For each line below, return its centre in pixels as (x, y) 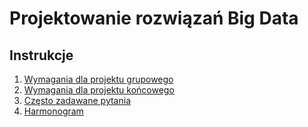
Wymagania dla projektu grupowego (98, 79)
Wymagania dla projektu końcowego (99, 90)
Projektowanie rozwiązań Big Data (154, 18)
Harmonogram (53, 111)
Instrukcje (41, 55)
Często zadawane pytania (77, 100)
